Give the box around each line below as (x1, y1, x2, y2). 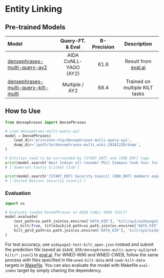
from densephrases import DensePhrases (5, 120, 86, 125)
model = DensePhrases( (5, 133, 51, 138)
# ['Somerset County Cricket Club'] (5, 165, 80, 170)
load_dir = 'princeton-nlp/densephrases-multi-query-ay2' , (14, 138, 132, 143)
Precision (92, 44, 115, 50)
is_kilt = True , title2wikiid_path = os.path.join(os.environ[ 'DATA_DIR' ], (14, 224, 163, 229)
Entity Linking (5, 3, 62, 15)
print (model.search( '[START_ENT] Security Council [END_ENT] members (5, 174, 150, 179)
